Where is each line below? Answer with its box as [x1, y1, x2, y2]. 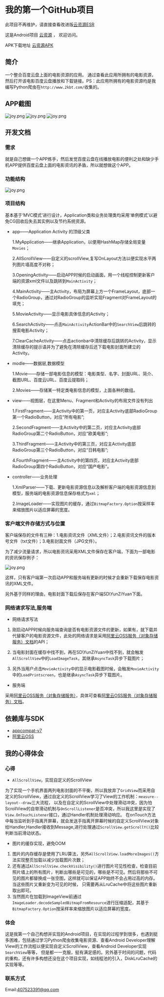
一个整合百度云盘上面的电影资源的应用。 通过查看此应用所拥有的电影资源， [5, 72, 156, 78]
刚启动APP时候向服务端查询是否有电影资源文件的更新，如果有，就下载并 [12, 627, 158, 632]
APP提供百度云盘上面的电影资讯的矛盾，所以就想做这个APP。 [9, 162, 133, 168]
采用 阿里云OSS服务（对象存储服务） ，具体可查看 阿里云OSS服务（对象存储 [5, 692, 153, 698]
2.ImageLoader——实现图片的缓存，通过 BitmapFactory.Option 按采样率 [12, 501, 155, 507]
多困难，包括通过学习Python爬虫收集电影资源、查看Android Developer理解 [5, 937, 155, 943]
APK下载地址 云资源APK [5, 42, 54, 48]
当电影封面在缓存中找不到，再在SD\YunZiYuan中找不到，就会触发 [12, 650, 144, 655]
